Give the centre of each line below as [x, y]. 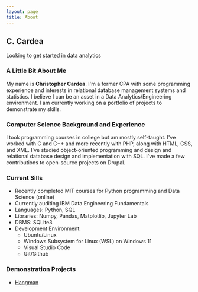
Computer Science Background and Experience [76, 124]
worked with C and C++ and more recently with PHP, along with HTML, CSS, [99, 144]
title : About [22, 17]
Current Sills [25, 177]
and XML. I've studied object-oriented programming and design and [89, 150]
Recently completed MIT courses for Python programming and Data [97, 191]
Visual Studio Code [47, 247]
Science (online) [35, 197]
